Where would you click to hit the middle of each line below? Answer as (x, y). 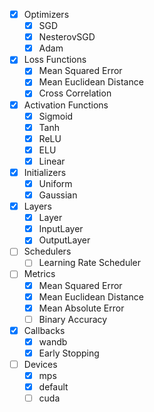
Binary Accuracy (73, 319)
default (53, 387)
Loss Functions (55, 60)
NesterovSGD (67, 37)
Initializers (45, 172)
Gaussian (58, 195)
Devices (40, 364)
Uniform (55, 183)
